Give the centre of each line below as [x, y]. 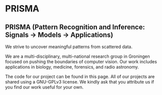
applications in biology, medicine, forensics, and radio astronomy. [72, 67]
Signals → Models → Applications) [59, 35]
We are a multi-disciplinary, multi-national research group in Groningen [78, 56]
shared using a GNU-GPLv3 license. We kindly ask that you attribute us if [80, 82]
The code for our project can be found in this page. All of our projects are [80, 77]
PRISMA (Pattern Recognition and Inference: [75, 27]
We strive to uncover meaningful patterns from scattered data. [69, 47]
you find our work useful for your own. [44, 87]
